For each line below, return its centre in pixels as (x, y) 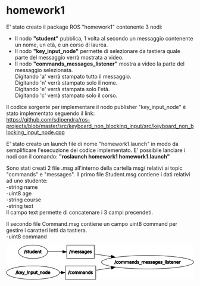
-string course (24, 200)
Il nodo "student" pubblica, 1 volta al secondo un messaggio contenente (104, 38)
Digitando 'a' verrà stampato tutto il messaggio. (73, 76)
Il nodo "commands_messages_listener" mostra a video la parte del (99, 64)
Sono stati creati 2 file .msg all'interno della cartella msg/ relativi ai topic (94, 168)
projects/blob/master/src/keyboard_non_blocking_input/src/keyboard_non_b (100, 126)
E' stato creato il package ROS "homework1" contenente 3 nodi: (84, 27)
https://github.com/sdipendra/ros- (48, 119)
